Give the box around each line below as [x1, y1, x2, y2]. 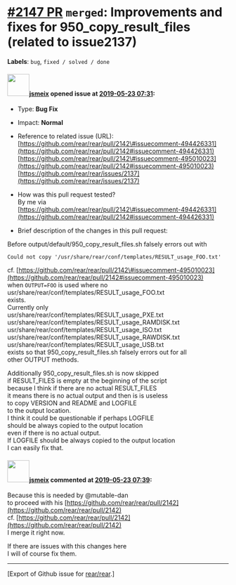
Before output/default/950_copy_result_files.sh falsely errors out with [7, 240, 207, 249]
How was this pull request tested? [17, 190, 116, 199]
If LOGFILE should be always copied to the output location [7, 436, 176, 445]
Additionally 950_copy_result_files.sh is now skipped [7, 369, 159, 378]
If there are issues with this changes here [7, 542, 127, 551]
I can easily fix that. [7, 444, 64, 452]
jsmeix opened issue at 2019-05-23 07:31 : [29, 89, 156, 98]
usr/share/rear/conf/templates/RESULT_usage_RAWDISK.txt [7, 333, 181, 341]
